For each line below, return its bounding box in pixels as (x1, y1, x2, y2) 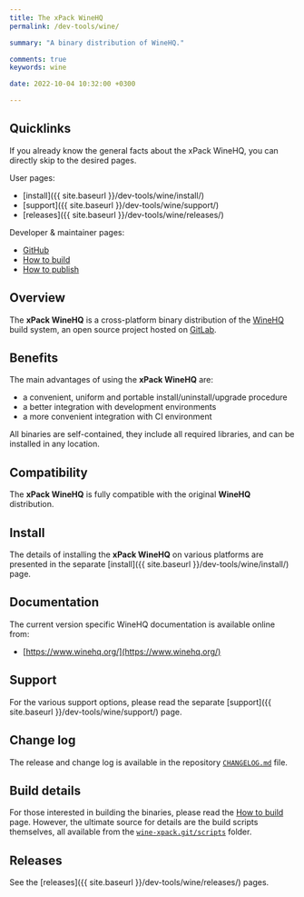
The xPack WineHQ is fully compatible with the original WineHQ (9, 489, 251, 500)
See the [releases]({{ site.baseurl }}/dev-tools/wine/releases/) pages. (9, 877, 270, 888)
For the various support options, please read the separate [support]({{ (9, 696, 272, 707)
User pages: (9, 172, 55, 183)
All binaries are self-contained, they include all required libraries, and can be (9, 429, 295, 440)
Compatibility (9, 464, 88, 480)
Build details (9, 782, 82, 798)
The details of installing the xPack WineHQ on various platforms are (9, 549, 264, 560)
